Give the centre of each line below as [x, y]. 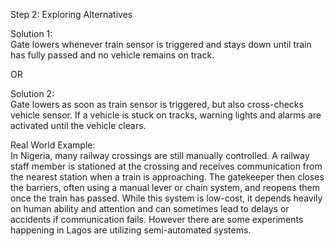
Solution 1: [31, 33]
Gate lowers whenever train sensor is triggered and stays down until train [161, 44]
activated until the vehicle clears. [78, 125]
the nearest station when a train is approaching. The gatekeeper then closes [167, 177]
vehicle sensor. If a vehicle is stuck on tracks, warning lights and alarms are [166, 115]
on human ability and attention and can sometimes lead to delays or [150, 208]
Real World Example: [53, 145]
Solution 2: [32, 93]
